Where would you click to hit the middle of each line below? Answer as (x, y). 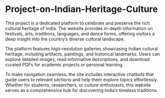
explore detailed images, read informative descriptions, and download (77, 59)
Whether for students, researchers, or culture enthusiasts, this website (78, 85)
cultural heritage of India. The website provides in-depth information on (79, 28)
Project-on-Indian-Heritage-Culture (81, 9)
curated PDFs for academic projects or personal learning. (64, 64)
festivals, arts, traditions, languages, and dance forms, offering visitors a (80, 33)
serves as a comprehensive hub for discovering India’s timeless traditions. (81, 90)
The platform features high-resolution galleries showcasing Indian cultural (81, 48)
